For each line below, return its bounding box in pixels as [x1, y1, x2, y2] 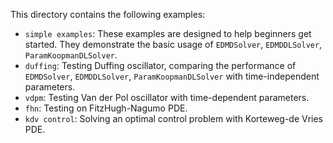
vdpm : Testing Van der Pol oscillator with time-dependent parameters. [24, 92, 310, 103]
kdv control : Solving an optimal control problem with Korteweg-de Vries [24, 113, 324, 124]
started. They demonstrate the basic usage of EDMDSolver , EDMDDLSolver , [24, 39, 323, 50]
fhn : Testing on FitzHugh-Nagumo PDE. [24, 102, 188, 114]
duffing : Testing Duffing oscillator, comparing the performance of [24, 60, 297, 71]
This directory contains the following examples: [10, 9, 206, 20]
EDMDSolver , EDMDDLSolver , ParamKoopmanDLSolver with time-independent [24, 70, 320, 82]
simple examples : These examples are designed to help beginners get [24, 28, 312, 39]
